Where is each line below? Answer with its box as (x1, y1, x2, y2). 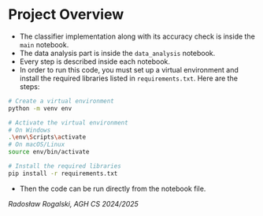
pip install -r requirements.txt (8, 169, 118, 177)
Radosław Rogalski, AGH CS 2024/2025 (8, 199, 139, 208)
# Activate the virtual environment (8, 118, 128, 127)
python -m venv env (8, 104, 72, 112)
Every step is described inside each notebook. (19, 57, 171, 66)
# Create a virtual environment (8, 97, 114, 105)
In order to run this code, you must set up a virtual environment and (19, 65, 239, 74)
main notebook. (19, 39, 69, 49)
